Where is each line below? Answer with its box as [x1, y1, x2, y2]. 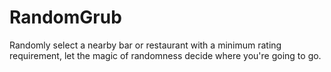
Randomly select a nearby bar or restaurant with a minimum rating [9, 39, 282, 51]
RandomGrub [9, 6, 122, 29]
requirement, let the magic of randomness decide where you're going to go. [9, 49, 322, 61]
